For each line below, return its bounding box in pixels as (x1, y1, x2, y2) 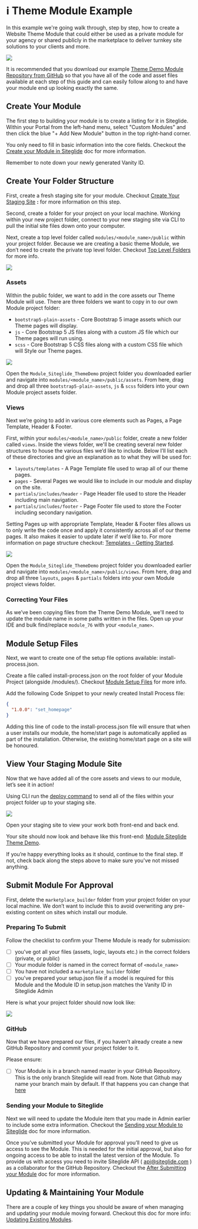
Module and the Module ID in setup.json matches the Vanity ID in (14, 981, 172, 988)
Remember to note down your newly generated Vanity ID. (6, 159, 146, 166)
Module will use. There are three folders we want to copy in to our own (6, 298, 178, 305)
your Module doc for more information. (6, 1170, 101, 1178)
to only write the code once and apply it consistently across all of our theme (6, 527, 191, 534)
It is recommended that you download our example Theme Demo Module (6, 65, 184, 72)
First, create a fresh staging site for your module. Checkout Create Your (6, 192, 180, 199)
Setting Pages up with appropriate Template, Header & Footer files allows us (6, 521, 192, 528)
